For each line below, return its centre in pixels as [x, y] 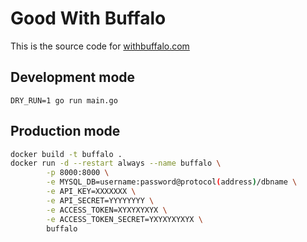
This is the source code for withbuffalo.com [100, 46]
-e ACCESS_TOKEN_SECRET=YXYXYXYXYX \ [124, 219]
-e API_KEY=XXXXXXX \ [91, 192]
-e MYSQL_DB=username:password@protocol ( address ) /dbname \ [172, 182]
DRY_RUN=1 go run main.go [64, 100]
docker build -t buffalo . [66, 154]
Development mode [73, 77]
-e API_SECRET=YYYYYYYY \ [100, 200]
